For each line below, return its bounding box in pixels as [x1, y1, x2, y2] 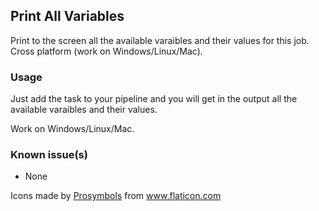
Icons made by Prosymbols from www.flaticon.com [10, 190, 222, 202]
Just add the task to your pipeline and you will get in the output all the [10, 93, 298, 105]
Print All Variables [10, 8, 125, 25]
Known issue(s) [10, 148, 88, 162]
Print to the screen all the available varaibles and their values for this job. [10, 34, 310, 46]
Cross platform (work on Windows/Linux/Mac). [10, 45, 203, 57]
